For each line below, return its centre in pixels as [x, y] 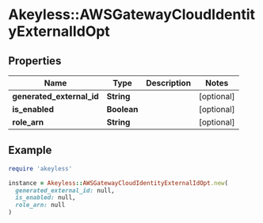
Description [169, 83]
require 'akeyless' [40, 168]
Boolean [122, 109]
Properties [35, 61]
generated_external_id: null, [65, 190]
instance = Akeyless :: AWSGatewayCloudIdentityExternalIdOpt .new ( [118, 183]
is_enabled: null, [46, 198]
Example [30, 150]
